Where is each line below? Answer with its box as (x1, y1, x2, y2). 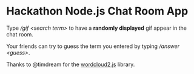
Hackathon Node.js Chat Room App (6, 4, 189, 18)
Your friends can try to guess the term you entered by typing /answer (6, 42, 180, 50)
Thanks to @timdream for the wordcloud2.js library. (6, 61, 135, 68)
